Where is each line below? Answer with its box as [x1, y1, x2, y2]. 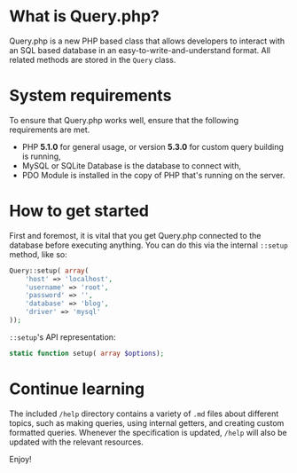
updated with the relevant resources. [9, 437, 144, 447]
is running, [21, 151, 61, 162]
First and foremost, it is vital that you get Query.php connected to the [9, 230, 262, 240]
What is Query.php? [9, 6, 160, 27]
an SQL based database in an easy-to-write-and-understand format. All [9, 44, 270, 55]
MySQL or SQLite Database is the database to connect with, [21, 160, 242, 170]
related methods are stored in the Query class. [9, 54, 176, 65]
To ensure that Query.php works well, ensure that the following [9, 114, 239, 125]
